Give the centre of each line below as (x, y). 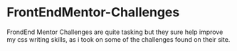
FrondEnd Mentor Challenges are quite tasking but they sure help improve (115, 32)
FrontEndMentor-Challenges (93, 12)
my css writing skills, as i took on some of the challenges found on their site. (118, 39)
